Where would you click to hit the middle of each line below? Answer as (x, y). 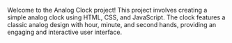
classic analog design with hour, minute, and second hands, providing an (112, 25)
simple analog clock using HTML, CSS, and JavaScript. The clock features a (116, 17)
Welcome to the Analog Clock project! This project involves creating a (107, 10)
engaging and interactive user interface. (65, 32)
